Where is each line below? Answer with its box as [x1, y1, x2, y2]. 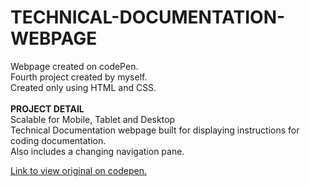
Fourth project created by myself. [10, 71, 148, 83]
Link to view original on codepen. [10, 164, 147, 176]
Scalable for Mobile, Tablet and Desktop [10, 113, 176, 125]
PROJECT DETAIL [10, 102, 85, 115]
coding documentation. [10, 134, 107, 146]
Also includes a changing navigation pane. [10, 145, 185, 157]
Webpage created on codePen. [10, 60, 139, 72]
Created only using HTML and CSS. [10, 81, 157, 93]
